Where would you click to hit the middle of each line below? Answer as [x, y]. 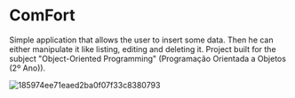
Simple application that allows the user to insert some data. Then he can [141, 40]
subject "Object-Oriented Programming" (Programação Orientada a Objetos [148, 58]
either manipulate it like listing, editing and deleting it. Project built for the [143, 49]
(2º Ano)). [28, 68]
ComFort [42, 15]
